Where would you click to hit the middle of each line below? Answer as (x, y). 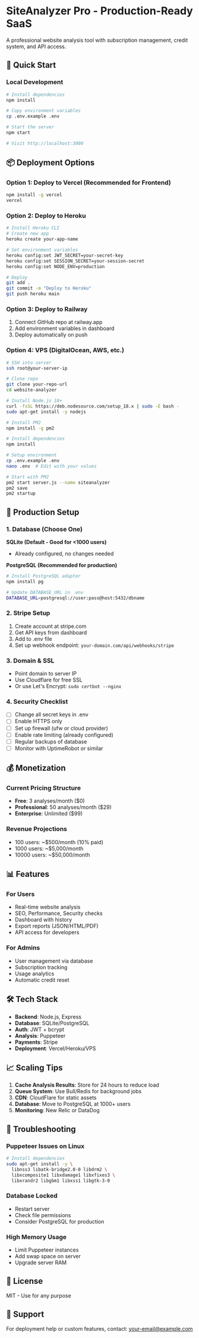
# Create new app (28, 234)
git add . (18, 283)
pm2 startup (21, 494)
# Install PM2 (24, 422)
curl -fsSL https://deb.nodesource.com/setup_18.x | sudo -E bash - (93, 406)
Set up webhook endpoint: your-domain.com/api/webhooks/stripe (94, 645)
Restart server (32, 1209)
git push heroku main (33, 294)
